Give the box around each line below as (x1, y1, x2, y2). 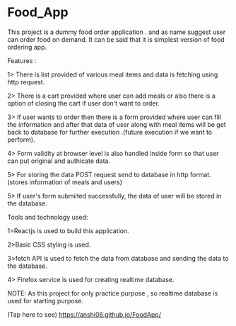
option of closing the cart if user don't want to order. (7, 99, 160, 107)
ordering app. (7, 43, 47, 51)
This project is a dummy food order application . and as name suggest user (7, 28, 226, 36)
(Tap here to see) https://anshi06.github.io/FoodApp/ (7, 310, 161, 319)
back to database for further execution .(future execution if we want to (7, 128, 213, 136)
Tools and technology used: (7, 213, 88, 221)
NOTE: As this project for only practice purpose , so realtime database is (7, 288, 218, 298)
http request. (7, 77, 45, 86)
